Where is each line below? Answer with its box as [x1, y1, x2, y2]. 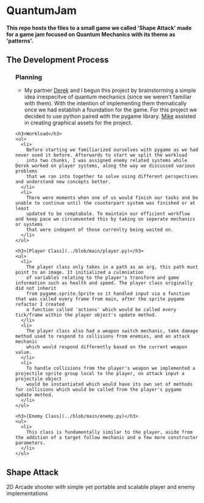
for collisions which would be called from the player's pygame [15, 387, 182, 393]
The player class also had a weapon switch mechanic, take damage [26, 328, 199, 334]
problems [15, 168, 38, 174]
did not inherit [15, 286, 57, 292]
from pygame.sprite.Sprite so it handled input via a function [26, 290, 190, 297]
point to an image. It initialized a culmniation [15, 269, 144, 276]
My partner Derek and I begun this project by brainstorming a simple [24, 86, 196, 94]
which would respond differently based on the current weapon [26, 344, 188, 350]
